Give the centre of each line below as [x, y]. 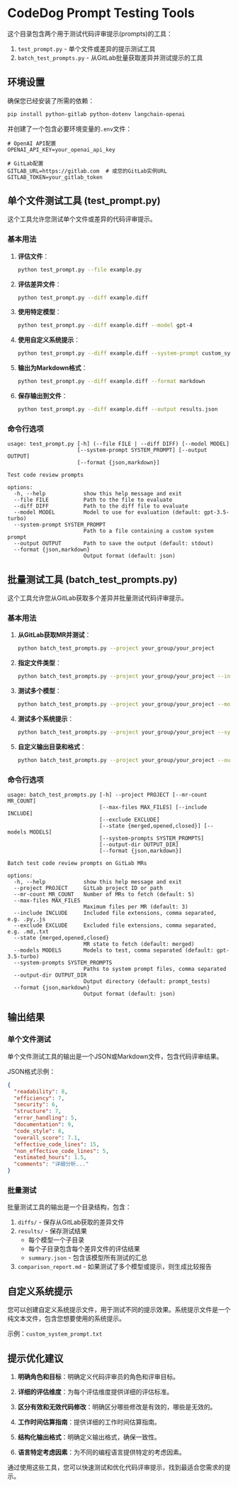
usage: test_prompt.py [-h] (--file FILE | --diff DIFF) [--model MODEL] [119, 444]
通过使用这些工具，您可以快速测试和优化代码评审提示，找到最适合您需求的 [116, 1467]
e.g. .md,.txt [28, 932]
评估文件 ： [33, 256]
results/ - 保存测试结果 [52, 1231]
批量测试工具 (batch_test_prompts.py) [92, 580]
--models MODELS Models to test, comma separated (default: [114, 950]
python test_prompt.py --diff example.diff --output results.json [118, 409]
